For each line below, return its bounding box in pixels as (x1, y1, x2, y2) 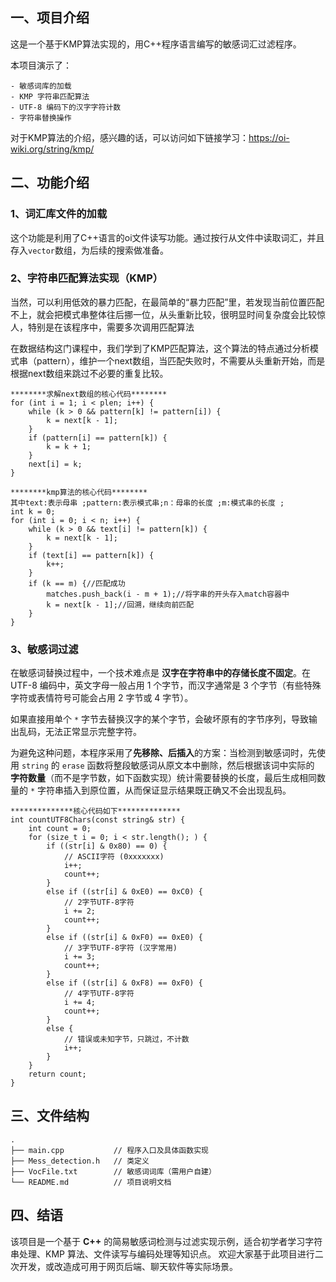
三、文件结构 (10, 1108, 90, 1125)
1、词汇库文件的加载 (10, 207, 108, 221)
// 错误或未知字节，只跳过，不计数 (63, 1034, 190, 1045)
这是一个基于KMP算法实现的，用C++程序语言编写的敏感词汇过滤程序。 (10, 38, 302, 50)
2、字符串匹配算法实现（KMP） (10, 271, 164, 285)
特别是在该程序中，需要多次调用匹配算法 (27, 321, 195, 333)
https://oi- (248, 131, 290, 143)
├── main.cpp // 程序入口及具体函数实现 (10, 1145, 209, 1155)
